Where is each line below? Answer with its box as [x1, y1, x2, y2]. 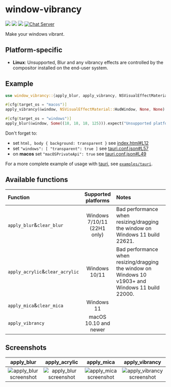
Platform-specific [5, 46, 63, 55]
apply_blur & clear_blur [8, 221, 64, 228]
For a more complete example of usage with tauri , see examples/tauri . [5, 161, 153, 167]
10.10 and [84, 320, 110, 327]
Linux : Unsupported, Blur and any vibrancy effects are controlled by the [12, 59, 164, 65]
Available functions [5, 175, 68, 184]
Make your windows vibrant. [5, 31, 65, 37]
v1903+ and [116, 277, 147, 285]
